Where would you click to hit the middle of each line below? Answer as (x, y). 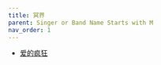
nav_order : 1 (30, 30)
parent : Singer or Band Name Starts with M (81, 23)
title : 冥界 (26, 15)
